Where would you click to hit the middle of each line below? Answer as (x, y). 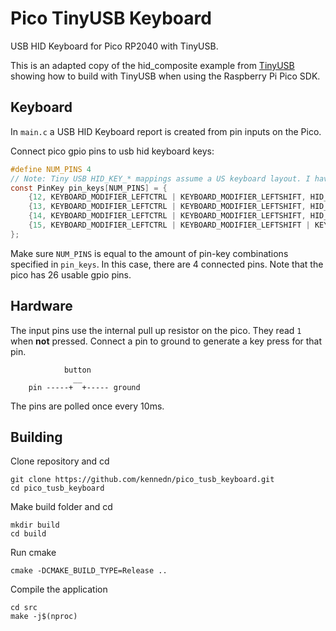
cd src (24, 608)
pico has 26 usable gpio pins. (71, 274)
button (77, 370)
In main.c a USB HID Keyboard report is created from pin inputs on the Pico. (166, 131)
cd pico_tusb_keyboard (57, 488)
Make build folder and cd (61, 507)
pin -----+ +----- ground (84, 387)
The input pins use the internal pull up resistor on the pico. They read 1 (156, 330)
